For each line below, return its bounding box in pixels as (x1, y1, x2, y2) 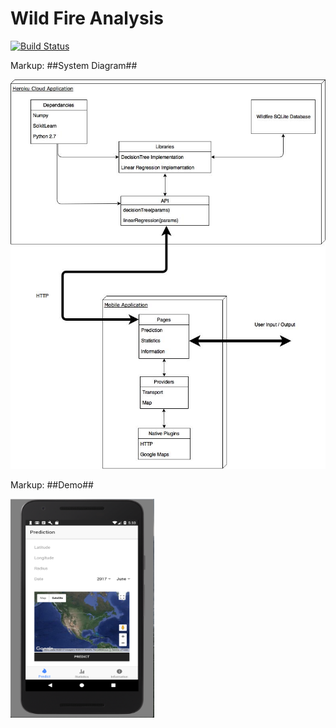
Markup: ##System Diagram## (10, 59, 138, 71)
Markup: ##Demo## (10, 479, 94, 491)
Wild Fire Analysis (10, 7, 164, 30)
